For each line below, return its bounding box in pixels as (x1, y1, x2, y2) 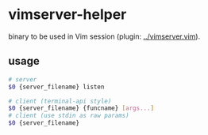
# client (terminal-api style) (8, 97, 112, 105)
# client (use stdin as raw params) (8, 112, 129, 120)
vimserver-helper (8, 6, 127, 24)
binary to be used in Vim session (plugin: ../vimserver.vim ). (8, 32, 201, 41)
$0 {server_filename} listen (8, 83, 105, 91)
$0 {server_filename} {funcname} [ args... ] (8, 104, 155, 112)
